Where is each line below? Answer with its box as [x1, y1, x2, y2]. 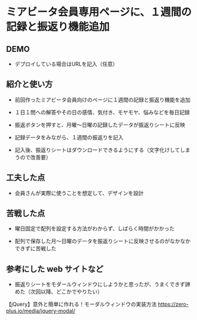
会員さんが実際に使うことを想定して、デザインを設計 [14, 190, 144, 197]
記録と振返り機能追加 [6, 20, 110, 34]
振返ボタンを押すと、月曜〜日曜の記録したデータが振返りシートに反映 [14, 121, 186, 128]
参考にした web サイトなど [6, 264, 104, 274]
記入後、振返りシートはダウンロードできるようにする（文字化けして [14, 146, 180, 154]
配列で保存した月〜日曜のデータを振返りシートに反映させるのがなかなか [14, 237, 191, 245]
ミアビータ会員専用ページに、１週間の [6, 5, 192, 19]
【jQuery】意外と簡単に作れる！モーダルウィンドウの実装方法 [6, 301, 157, 308]
